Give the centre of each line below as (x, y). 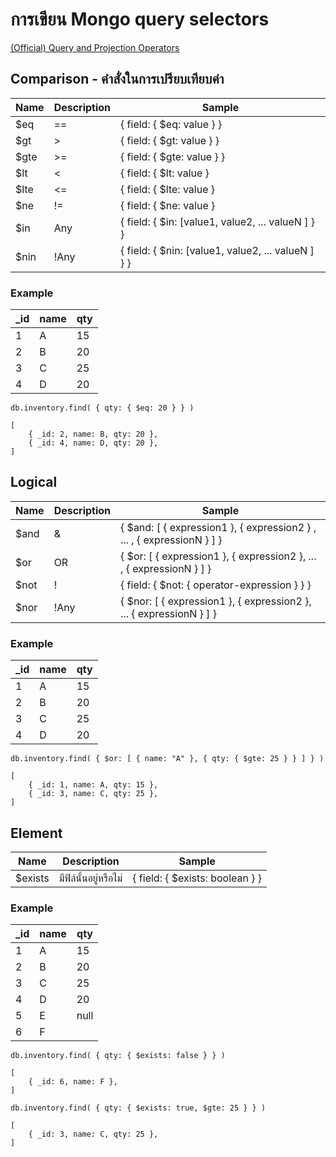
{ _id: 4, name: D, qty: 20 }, (93, 443)
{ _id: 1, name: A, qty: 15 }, (93, 785)
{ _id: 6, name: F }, (73, 1082)
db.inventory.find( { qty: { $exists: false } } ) (118, 1056)
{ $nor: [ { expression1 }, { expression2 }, (216, 601)
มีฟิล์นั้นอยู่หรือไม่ (90, 878)
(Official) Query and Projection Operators (95, 47)
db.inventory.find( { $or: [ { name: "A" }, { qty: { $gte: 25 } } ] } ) (167, 759)
